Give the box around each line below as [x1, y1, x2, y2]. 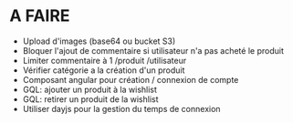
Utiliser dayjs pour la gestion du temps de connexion [22, 103, 221, 114]
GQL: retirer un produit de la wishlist [22, 93, 159, 105]
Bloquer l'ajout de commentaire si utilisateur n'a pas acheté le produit [22, 45, 285, 56]
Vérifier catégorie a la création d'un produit [22, 65, 185, 76]
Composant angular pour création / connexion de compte [22, 74, 239, 85]
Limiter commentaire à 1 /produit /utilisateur [22, 55, 187, 66]
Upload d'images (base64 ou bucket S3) [22, 36, 176, 46]
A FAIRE [9, 5, 70, 26]
